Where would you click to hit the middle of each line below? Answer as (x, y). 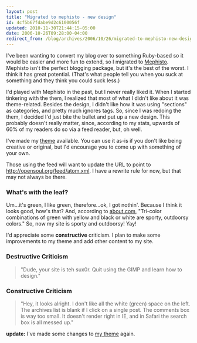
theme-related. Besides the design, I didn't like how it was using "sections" (97, 104)
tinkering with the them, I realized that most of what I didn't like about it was (98, 98)
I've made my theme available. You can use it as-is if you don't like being (94, 141)
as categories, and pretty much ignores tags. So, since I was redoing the (94, 110)
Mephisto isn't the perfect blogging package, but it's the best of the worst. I (97, 68)
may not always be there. (37, 177)
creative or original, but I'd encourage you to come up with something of (94, 147)
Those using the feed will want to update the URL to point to (79, 164)
